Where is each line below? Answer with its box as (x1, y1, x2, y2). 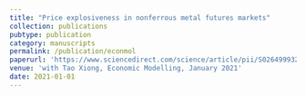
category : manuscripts (9, 38, 96, 48)
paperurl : (9, 55, 47, 64)
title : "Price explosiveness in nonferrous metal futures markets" (9, 13, 271, 23)
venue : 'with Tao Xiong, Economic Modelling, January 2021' (9, 64, 243, 73)
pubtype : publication (9, 30, 92, 39)
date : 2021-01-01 (9, 72, 76, 81)
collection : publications (9, 22, 107, 31)
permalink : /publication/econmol (9, 47, 137, 56)
